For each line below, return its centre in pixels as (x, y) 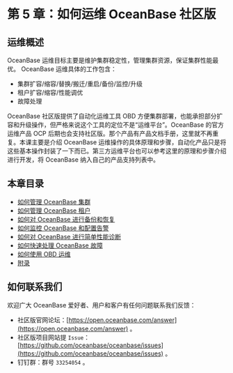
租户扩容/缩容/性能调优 (50, 92)
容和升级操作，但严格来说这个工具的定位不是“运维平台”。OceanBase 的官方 (115, 125)
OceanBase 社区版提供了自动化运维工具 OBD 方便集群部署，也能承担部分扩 (115, 116)
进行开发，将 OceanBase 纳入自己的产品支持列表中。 (83, 160)
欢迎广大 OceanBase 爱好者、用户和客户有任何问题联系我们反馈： (102, 305)
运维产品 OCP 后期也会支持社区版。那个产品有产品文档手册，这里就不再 (110, 134)
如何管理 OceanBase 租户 (54, 211)
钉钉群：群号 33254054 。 (53, 362)
